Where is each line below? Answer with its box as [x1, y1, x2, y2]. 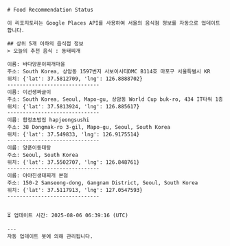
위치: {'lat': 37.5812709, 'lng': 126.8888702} [7, 75, 143, 82]
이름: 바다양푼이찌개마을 [7, 61, 65, 68]
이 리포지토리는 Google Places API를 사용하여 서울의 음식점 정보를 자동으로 [7, 20, 199, 27]
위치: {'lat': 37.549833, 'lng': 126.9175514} [7, 131, 140, 138]
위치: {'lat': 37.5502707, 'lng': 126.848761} [7, 159, 140, 166]
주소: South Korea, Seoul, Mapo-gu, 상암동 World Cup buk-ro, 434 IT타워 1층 [7, 96, 223, 103]
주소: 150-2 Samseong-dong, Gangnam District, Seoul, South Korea [7, 180, 198, 186]
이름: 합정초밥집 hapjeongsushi [7, 116, 90, 123]
